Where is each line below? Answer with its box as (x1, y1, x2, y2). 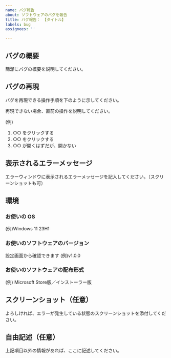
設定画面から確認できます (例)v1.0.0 (5, 252, 81, 258)
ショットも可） (14, 180, 46, 186)
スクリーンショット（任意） (5, 295, 93, 304)
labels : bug (5, 22, 31, 27)
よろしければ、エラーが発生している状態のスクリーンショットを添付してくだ (5, 310, 166, 316)
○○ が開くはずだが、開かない (12, 142, 76, 149)
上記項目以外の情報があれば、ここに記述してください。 (5, 347, 122, 354)
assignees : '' (5, 27, 36, 32)
